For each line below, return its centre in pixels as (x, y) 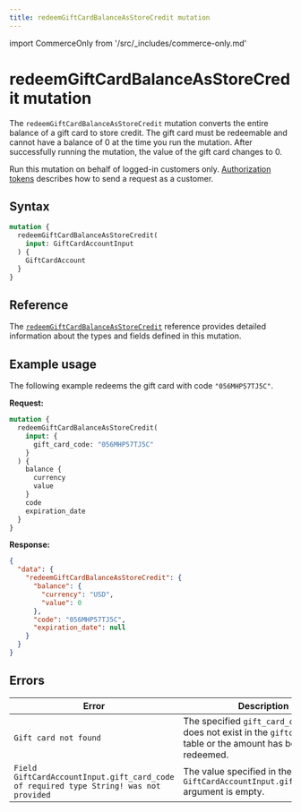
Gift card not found (57, 738)
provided (32, 795)
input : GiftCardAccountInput (80, 244)
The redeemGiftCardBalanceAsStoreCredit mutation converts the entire (139, 123)
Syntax (30, 206)
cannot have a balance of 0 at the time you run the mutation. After (131, 142)
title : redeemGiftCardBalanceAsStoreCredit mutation (110, 17)
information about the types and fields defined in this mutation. (125, 336)
